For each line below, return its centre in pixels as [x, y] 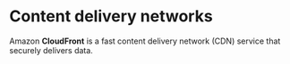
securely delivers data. [51, 50]
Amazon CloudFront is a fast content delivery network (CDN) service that [145, 41]
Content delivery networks [111, 16]
